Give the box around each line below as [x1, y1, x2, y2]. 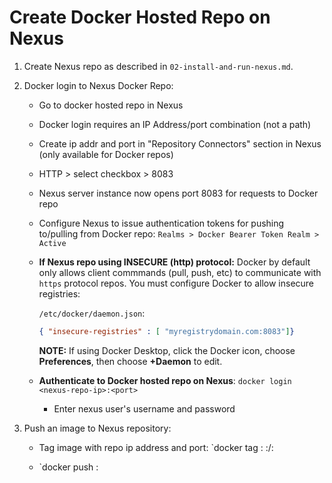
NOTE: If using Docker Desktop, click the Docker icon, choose [38, 344, 296, 356]
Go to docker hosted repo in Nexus [38, 99, 184, 111]
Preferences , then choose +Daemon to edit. [38, 355, 223, 367]
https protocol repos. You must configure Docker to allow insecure [38, 277, 315, 289]
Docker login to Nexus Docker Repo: [23, 79, 174, 91]
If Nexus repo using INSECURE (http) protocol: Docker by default [38, 256, 311, 268]
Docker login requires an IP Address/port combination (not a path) [38, 118, 312, 130]
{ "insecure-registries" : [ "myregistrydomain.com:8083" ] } [38, 326, 295, 336]
